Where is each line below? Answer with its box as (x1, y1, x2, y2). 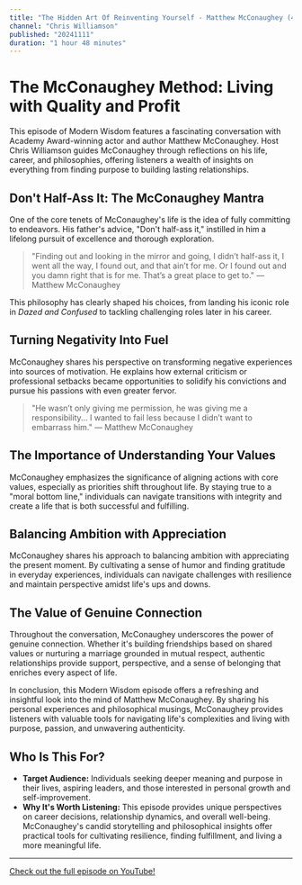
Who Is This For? (9, 749, 105, 764)
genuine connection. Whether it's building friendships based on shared (9, 638, 272, 649)
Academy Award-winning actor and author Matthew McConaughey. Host (9, 136, 279, 147)
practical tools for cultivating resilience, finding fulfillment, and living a (22, 830, 283, 842)
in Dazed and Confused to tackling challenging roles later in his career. (9, 307, 272, 317)
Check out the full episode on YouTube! (9, 866, 155, 877)
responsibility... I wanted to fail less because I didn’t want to (31, 411, 253, 423)
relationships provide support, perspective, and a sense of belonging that (9, 658, 281, 669)
